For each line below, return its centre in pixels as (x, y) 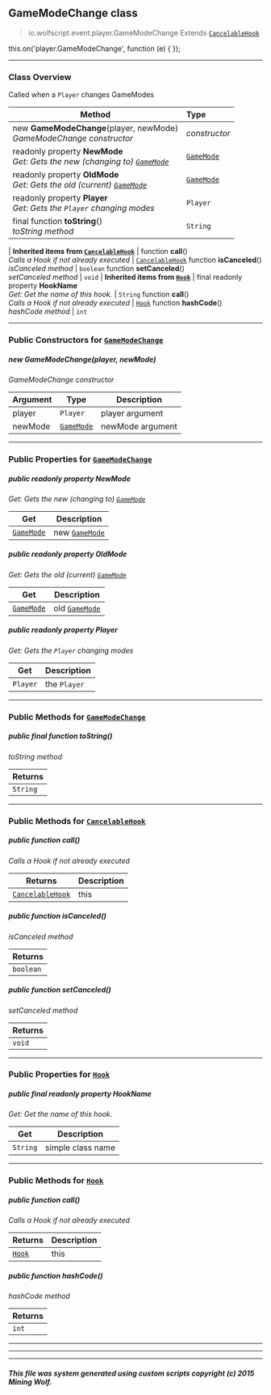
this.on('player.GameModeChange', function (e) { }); (95, 49)
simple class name (80, 1148)
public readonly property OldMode (68, 554)
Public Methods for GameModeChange (77, 717)
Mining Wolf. (30, 1381)
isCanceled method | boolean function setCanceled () (97, 268)
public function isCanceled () (57, 916)
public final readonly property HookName (80, 1094)
